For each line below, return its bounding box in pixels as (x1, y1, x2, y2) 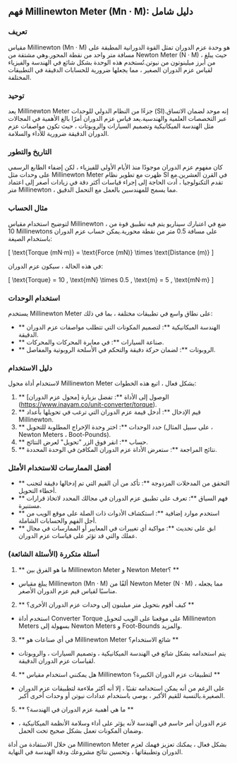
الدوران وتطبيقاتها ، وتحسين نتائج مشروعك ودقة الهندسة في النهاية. (8, 747, 183, 756)
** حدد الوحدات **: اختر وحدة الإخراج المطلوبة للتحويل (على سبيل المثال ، (18, 423, 214, 431)
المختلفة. (8, 73, 32, 81)
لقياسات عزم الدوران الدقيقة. (18, 656, 96, 665)
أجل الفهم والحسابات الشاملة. (18, 516, 97, 525)
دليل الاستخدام (8, 363, 52, 373)
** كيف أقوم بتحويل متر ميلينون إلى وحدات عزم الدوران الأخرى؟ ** (18, 600, 195, 609)
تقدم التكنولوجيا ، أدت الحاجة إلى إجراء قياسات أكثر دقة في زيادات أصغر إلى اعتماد (8, 178, 224, 187)
